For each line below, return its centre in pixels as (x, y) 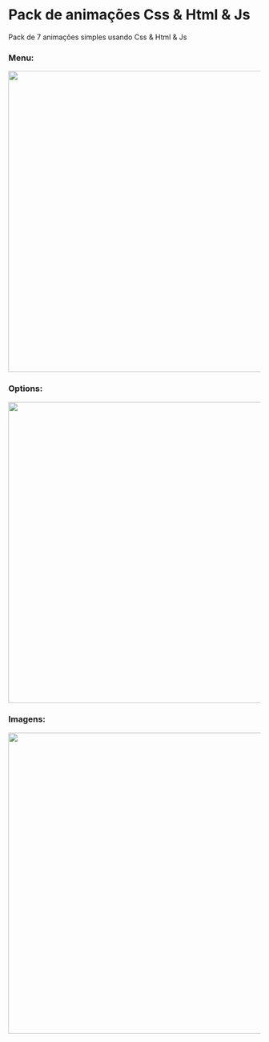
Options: (26, 389)
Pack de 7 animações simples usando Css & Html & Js (98, 37)
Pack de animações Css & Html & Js (129, 15)
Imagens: (27, 719)
